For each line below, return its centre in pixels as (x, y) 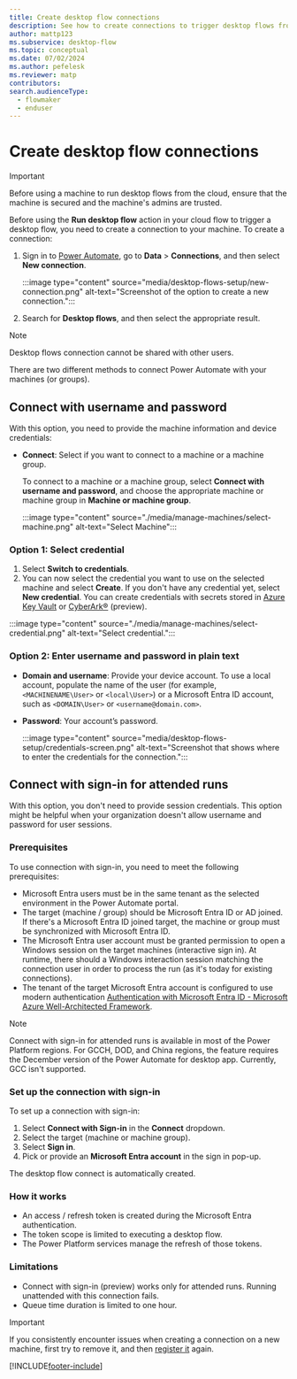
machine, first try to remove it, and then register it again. (112, 1348)
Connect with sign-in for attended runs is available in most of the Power (140, 1040)
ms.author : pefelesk (47, 67)
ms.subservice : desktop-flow (63, 42)
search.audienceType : (49, 91)
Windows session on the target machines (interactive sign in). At (139, 950)
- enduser (35, 108)
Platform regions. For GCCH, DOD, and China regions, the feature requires (144, 1050)
